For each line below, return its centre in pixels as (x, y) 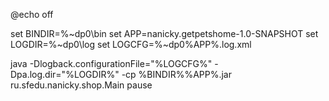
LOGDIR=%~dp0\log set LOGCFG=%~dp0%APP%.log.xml (131, 44)
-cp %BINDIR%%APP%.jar (176, 74)
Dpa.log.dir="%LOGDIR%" (65, 74)
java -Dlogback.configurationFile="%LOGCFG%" (111, 63)
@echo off (32, 14)
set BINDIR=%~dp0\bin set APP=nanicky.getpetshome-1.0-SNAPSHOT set (164, 33)
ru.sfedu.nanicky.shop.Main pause (81, 85)
